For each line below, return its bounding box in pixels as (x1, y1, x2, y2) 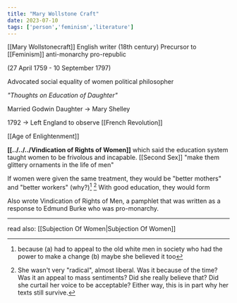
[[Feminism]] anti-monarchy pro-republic (7, 50, 127, 58)
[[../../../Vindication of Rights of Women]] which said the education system (7, 146, 229, 154)
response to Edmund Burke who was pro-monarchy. (7, 204, 159, 213)
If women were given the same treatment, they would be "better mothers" (7, 174, 222, 183)
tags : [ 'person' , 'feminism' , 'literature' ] (7, 23, 134, 30)
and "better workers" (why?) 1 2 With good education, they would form (7, 182, 210, 192)
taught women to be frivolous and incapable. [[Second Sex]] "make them (7, 153, 220, 162)
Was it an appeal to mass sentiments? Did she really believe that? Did (17, 273, 219, 282)
